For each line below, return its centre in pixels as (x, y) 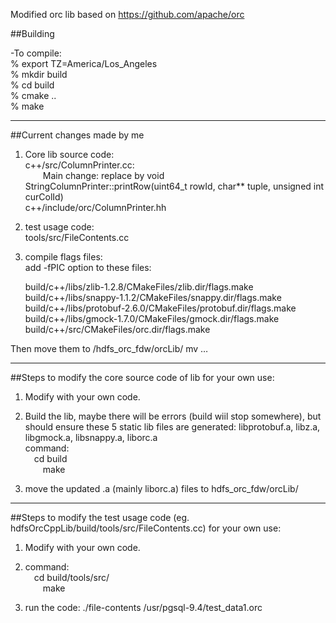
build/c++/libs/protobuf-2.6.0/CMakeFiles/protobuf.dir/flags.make (160, 308)
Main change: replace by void (103, 175)
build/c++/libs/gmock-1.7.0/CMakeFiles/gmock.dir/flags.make (152, 318)
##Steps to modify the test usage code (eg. (100, 517)
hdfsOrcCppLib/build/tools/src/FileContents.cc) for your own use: (146, 528)
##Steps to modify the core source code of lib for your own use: (142, 377)
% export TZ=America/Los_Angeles (84, 63)
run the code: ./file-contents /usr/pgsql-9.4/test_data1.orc (143, 607)
